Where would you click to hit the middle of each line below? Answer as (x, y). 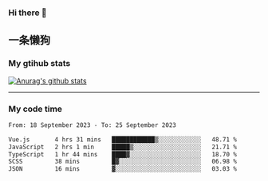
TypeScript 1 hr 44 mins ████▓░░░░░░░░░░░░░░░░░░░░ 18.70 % (123, 154)
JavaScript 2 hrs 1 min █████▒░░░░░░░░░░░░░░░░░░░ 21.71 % (123, 147)
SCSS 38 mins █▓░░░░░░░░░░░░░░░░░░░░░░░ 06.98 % (123, 162)
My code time (35, 109)
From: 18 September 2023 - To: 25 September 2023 (93, 125)
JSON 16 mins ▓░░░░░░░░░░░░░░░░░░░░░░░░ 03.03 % (123, 169)
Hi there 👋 (28, 13)
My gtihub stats (39, 64)
